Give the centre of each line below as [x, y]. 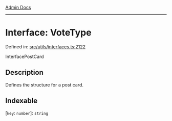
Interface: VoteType [48, 33]
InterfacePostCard [25, 56]
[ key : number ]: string [27, 113]
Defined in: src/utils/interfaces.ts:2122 [46, 47]
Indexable [21, 101]
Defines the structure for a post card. [44, 85]
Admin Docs [18, 7]
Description [24, 72]
